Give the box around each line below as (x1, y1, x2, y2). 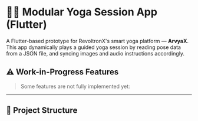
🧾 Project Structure (6, 106, 78, 116)
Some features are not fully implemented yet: (20, 83, 131, 90)
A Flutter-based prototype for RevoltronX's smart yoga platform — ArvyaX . (6, 37, 189, 44)
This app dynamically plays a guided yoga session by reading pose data (6, 44, 181, 51)
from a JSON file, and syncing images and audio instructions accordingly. (6, 50, 184, 57)
